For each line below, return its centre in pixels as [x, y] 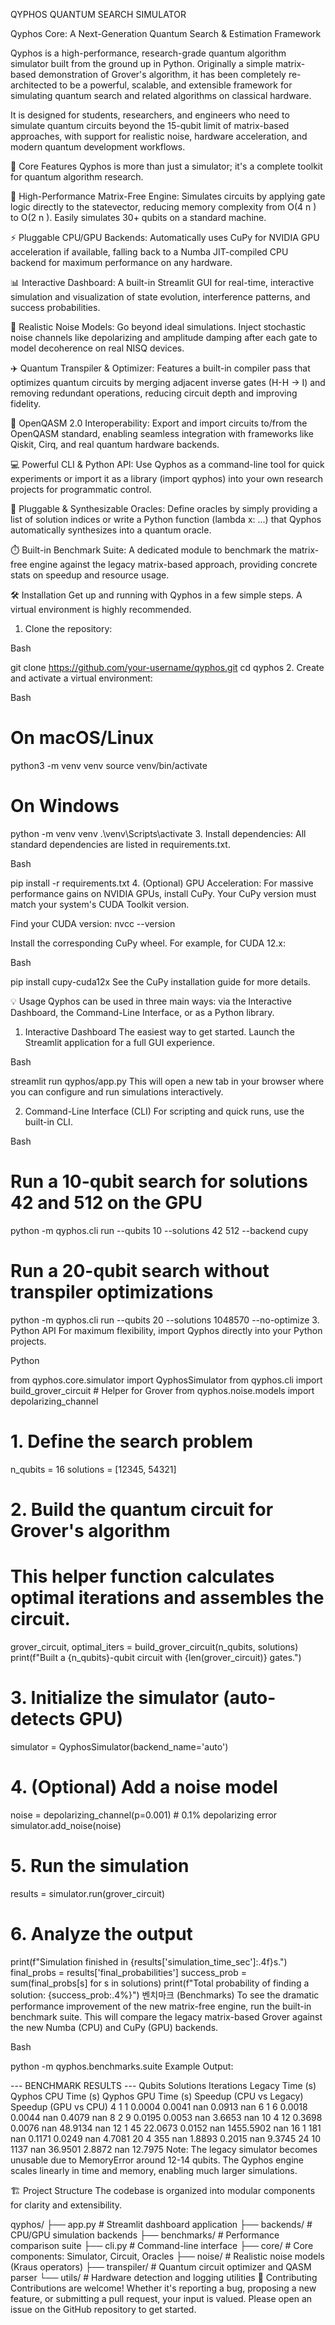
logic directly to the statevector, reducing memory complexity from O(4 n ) [163, 207]
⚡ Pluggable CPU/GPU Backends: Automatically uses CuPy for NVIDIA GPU [165, 237]
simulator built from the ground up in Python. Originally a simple [141, 63]
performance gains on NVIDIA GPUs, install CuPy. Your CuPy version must [163, 893]
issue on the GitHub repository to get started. [103, 2309]
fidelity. [26, 403]
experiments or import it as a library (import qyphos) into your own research [167, 478]
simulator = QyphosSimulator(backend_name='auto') [119, 1746]
